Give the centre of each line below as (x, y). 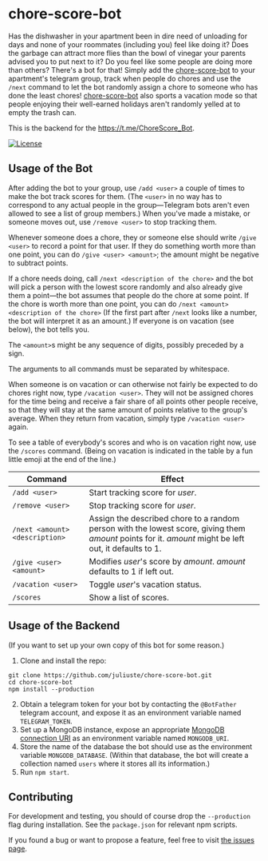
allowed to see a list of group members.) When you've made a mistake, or (129, 213)
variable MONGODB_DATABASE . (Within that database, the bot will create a (134, 755)
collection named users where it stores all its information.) (115, 763)
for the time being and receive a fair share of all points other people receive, (133, 401)
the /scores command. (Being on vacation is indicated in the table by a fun (131, 450)
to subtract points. (38, 263)
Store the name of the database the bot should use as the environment (136, 746)
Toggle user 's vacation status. (145, 584)
